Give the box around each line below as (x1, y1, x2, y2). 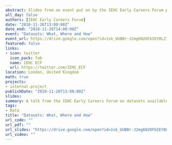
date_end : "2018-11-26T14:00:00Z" (5, 27, 79, 32)
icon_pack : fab (10, 55, 42, 61)
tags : (5, 103, 17, 108)
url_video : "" (5, 132, 36, 137)
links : (5, 46, 19, 51)
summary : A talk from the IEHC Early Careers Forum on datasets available (5, 98, 168, 103)
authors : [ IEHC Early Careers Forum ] (5, 17, 86, 22)
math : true (5, 75, 29, 80)
